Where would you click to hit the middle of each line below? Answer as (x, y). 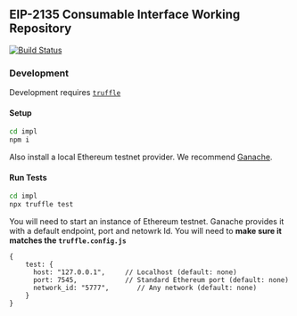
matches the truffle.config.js (68, 240)
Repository (41, 29)
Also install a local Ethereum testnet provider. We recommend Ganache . (141, 157)
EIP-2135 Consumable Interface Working (125, 15)
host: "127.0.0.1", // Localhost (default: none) (135, 272)
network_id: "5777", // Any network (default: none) (144, 288)
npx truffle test (41, 205)
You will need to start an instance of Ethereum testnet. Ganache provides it (147, 222)
